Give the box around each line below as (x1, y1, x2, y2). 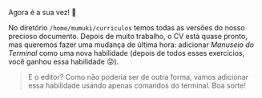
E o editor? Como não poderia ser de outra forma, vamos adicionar (27, 73, 248, 81)
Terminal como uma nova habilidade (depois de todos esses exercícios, (8, 49, 245, 57)
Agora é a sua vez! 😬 (8, 8, 77, 17)
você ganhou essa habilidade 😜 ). (8, 57, 119, 66)
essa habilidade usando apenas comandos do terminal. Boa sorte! (27, 80, 246, 90)
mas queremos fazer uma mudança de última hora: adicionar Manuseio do (8, 40, 255, 49)
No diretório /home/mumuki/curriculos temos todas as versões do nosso (8, 23, 246, 32)
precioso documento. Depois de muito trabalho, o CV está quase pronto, (8, 32, 248, 41)
